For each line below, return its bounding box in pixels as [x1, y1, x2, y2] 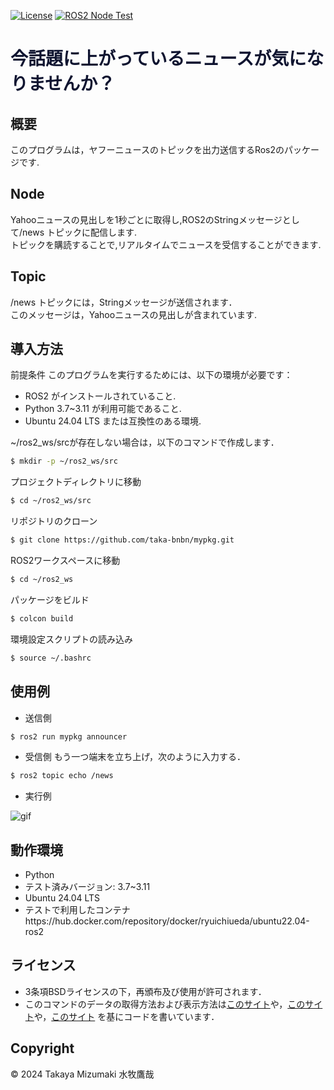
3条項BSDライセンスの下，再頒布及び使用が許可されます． [24, 985, 267, 997]
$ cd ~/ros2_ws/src [10, 496, 92, 506]
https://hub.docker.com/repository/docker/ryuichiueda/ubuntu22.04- [24, 915, 310, 927]
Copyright [10, 1040, 75, 1057]
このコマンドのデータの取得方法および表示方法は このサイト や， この [24, 998, 306, 1010]
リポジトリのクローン [10, 515, 98, 527]
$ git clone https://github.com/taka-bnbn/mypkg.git [10, 535, 235, 545]
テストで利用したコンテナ [24, 904, 131, 916]
